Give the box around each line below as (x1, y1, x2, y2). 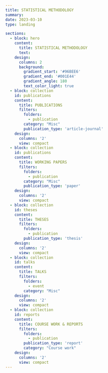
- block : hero (10, 36, 40, 41)
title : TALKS (18, 270, 47, 275)
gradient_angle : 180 (23, 79, 67, 84)
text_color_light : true (23, 84, 74, 89)
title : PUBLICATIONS (18, 102, 63, 108)
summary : (5, 12, 24, 17)
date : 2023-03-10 (5, 17, 42, 22)
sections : (5, 31, 26, 36)
